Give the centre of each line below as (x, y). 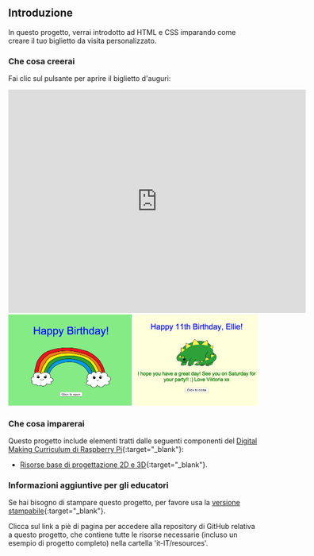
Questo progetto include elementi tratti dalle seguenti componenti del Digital (133, 441)
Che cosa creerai (42, 61)
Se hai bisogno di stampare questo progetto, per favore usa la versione (124, 503)
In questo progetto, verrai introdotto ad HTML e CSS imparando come (122, 32)
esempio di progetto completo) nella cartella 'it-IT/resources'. (108, 543)
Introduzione (41, 13)
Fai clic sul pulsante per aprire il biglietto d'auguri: (90, 79)
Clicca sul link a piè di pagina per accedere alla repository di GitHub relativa (132, 527)
